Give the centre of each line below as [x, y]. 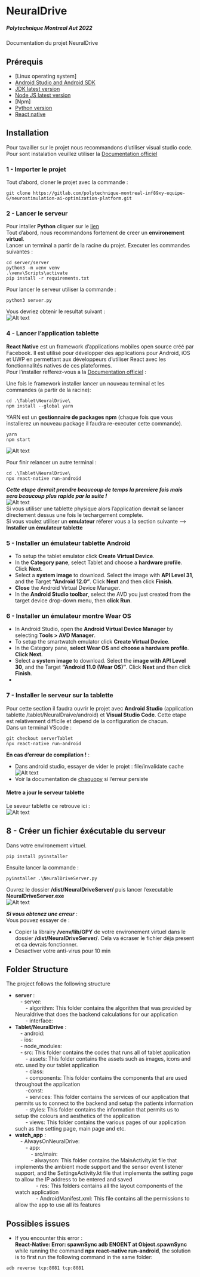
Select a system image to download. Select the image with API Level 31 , [104, 575]
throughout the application [47, 1084]
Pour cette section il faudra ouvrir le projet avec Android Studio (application [100, 708]
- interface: [39, 1021]
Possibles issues [38, 1224]
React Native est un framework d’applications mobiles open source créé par [100, 346]
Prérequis [25, 62]
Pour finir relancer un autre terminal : [51, 462]
